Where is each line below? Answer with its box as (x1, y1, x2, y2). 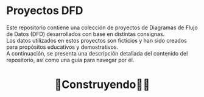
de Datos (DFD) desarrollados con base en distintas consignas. (6, 30, 165, 37)
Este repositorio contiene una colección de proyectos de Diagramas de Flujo (6, 24, 198, 31)
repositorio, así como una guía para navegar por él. (6, 56, 135, 63)
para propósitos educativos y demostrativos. (6, 43, 119, 51)
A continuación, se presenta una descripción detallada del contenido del (6, 49, 188, 57)
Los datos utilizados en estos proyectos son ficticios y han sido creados (6, 37, 187, 44)
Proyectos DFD (6, 4, 83, 18)
